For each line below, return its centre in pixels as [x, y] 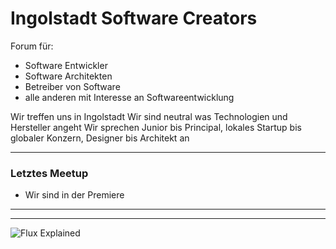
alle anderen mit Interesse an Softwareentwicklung [129, 97]
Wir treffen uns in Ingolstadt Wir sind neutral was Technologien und [149, 116]
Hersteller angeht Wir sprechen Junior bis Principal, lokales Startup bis [156, 127]
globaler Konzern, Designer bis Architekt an [100, 138]
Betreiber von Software [72, 86]
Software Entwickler [66, 65]
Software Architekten [68, 76]
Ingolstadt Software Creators [134, 18]
